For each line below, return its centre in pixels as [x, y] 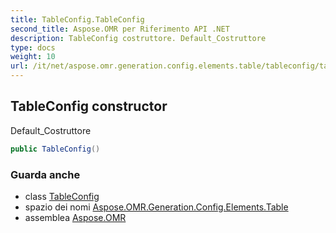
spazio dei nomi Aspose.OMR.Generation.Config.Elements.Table [156, 207]
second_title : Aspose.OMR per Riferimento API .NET [120, 29]
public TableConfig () [55, 149]
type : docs [33, 47]
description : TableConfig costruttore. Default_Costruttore [138, 38]
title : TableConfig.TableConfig [77, 19]
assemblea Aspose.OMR [75, 217]
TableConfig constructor [89, 106]
